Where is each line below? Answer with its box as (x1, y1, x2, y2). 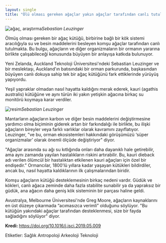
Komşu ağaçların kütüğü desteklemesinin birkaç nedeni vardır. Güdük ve (5, 177, 153, 183)
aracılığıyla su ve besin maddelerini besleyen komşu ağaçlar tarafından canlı (5, 40, 160, 46)
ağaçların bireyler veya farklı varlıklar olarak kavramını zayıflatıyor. (5, 126, 139, 132)
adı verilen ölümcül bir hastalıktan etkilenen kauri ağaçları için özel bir (5, 157, 147, 163)
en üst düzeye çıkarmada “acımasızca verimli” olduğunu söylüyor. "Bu (5, 202, 148, 208)
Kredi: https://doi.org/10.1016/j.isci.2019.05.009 (5, 223, 101, 229)
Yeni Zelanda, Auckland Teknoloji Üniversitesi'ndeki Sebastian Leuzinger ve (5, 61, 159, 66)
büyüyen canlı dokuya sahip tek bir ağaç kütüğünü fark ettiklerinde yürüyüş (5, 71, 159, 77)
